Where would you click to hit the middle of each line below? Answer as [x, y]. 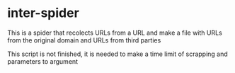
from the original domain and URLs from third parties [84, 40]
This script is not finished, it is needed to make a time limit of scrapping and [117, 54]
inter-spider [43, 13]
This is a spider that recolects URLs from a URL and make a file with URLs [115, 33]
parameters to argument [43, 61]
